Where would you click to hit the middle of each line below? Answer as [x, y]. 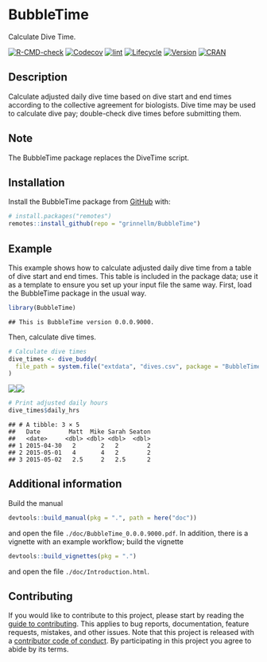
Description [38, 77]
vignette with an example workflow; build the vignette [96, 541]
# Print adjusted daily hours [58, 403]
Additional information [65, 484]
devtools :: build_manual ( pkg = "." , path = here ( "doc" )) [103, 518]
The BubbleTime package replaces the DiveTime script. [99, 158]
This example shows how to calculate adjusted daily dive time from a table [130, 268]
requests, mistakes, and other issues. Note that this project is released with [131, 633]
